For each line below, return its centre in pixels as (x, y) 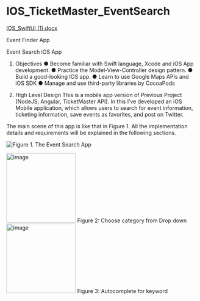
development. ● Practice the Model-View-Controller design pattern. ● (104, 70)
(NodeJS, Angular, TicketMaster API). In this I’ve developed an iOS (98, 101)
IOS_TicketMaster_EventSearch (88, 11)
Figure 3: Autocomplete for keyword (123, 291)
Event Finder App (28, 40)
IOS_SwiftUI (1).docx (32, 28)
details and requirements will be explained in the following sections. (91, 132)
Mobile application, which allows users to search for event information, (104, 107)
